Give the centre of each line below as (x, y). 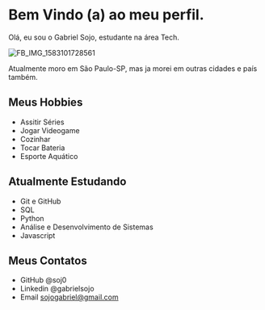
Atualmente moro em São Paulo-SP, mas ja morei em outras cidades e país (133, 68)
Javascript (38, 235)
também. (23, 77)
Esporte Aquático (49, 156)
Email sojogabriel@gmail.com (69, 297)
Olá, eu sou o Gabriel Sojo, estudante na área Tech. (94, 37)
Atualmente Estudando (67, 182)
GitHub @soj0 (43, 280)
